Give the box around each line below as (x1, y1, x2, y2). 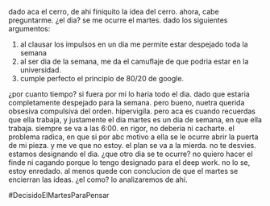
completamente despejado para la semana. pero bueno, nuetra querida (8, 98, 245, 107)
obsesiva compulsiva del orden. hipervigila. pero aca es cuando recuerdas (8, 106, 256, 116)
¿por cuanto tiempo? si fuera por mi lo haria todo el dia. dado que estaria (8, 89, 250, 99)
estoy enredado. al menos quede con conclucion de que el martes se (8, 167, 239, 175)
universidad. (19, 65, 62, 75)
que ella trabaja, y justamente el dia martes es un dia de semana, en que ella (8, 115, 262, 124)
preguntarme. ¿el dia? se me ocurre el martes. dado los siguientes (8, 15, 228, 25)
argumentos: (8, 24, 51, 33)
